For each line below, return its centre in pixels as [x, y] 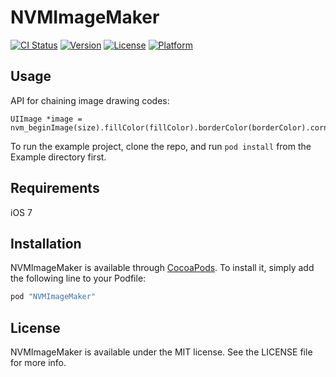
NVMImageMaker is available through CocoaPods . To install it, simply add [162, 268]
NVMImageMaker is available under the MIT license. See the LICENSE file [161, 352]
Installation [46, 243]
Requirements [55, 188]
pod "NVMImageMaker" [53, 297]
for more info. [38, 363]
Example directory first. [58, 157]
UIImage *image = [46, 119]
